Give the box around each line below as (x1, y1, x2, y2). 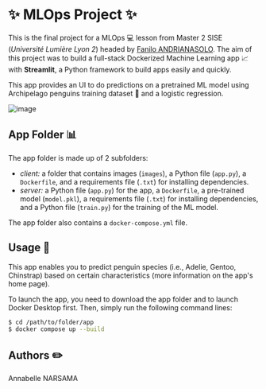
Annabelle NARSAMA (8, 374, 78, 383)
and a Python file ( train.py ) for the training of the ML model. (19, 202, 218, 212)
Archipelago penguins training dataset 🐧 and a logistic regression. (8, 88, 224, 98)
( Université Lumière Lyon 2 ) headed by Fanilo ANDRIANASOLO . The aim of (8, 44, 253, 53)
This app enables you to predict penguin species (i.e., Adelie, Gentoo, (8, 262, 237, 271)
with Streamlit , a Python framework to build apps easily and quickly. (8, 64, 232, 74)
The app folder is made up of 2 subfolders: (8, 153, 148, 162)
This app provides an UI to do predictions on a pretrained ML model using (8, 80, 249, 89)
